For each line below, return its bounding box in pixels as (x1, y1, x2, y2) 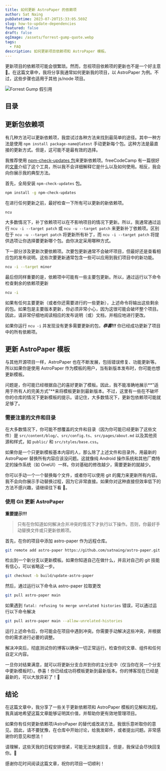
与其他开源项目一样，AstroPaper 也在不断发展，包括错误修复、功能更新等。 (5, 359, 159, 365)
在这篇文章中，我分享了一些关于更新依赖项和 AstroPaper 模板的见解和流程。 (5, 704, 161, 710)
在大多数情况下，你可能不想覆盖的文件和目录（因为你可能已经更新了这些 (5, 426, 152, 432)
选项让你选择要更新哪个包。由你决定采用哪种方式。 (9, 238, 114, 244)
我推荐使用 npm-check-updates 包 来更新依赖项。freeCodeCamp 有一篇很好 (5, 157, 160, 163)
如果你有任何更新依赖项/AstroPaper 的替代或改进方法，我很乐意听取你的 (5, 720, 152, 727)
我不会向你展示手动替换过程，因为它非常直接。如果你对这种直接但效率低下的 (5, 478, 161, 484)
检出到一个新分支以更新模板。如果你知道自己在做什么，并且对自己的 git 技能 (5, 557, 160, 563)
